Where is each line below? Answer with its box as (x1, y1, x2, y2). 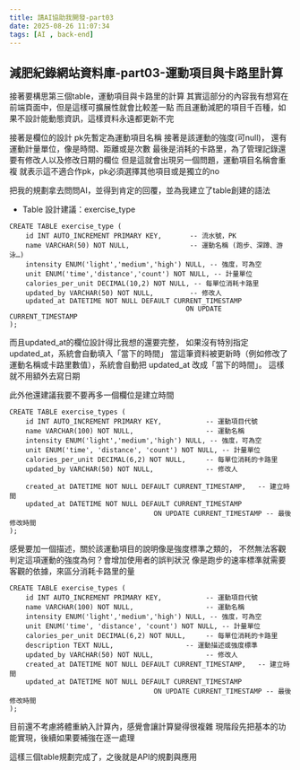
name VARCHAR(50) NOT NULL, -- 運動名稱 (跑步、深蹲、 (25, 241, 277, 250)
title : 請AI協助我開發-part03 (9, 13, 114, 22)
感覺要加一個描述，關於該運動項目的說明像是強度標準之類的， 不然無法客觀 (9, 544, 287, 555)
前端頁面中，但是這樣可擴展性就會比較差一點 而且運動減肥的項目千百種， (9, 102, 279, 113)
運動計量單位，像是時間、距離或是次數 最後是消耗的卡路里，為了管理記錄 (9, 144, 279, 154)
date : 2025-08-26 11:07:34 (9, 22, 110, 31)
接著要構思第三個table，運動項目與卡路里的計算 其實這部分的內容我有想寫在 (9, 91, 289, 101)
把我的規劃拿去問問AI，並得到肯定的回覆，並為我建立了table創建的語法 (9, 185, 271, 196)
